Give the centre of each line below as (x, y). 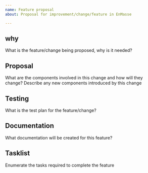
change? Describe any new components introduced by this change (74, 83)
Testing (17, 98)
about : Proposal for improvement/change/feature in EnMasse (69, 14)
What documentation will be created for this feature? (59, 138)
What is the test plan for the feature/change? (51, 110)
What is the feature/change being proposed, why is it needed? (69, 50)
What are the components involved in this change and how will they (74, 78)
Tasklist (18, 153)
